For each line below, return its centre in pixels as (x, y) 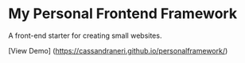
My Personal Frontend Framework (122, 14)
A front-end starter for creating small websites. (85, 35)
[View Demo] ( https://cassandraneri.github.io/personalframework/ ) (118, 50)
